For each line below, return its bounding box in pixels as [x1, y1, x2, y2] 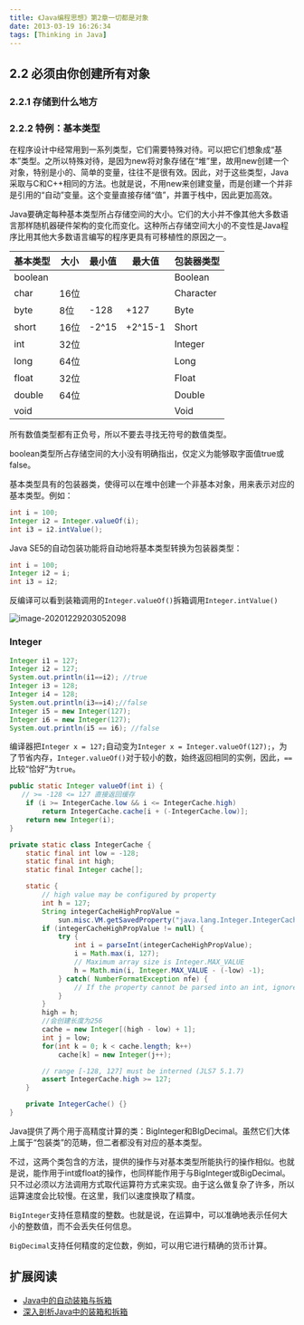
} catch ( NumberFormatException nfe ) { [57, 975, 208, 984]
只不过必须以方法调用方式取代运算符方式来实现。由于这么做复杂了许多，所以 [9, 1178, 295, 1189]
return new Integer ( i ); [25, 815, 116, 824]
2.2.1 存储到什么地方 [9, 95, 98, 108]
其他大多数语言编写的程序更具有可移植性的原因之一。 [33, 231, 232, 242]
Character [174, 286, 217, 299]
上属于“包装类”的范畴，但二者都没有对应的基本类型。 [9, 1137, 207, 1147]
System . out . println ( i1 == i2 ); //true [9, 673, 147, 682]
